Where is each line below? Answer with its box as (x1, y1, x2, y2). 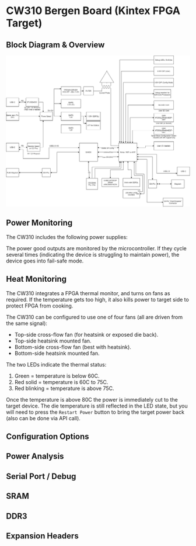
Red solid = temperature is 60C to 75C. (14, 378, 108, 385)
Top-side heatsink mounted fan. (14, 337, 92, 344)
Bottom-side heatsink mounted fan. (14, 350, 100, 357)
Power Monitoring (6, 218, 73, 228)
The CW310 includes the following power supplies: (6, 233, 128, 240)
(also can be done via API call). (6, 414, 80, 421)
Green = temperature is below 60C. (14, 372, 100, 379)
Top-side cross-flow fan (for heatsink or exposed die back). (14, 331, 159, 338)
